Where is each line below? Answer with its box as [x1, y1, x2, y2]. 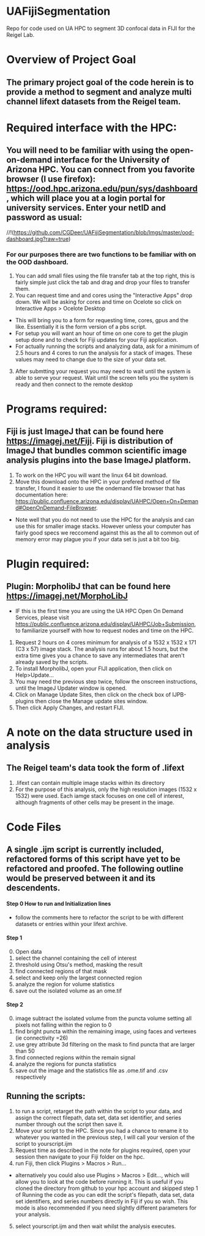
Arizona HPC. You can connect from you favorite [6, 164, 195, 175]
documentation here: [15, 491, 69, 498]
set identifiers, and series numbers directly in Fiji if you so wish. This [15, 1197, 188, 1205]
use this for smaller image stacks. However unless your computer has [15, 522, 192, 530]
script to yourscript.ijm [15, 1140, 72, 1147]
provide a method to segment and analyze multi [6, 87, 192, 97]
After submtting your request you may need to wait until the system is [15, 367, 191, 375]
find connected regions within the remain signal [15, 1054, 136, 1061]
